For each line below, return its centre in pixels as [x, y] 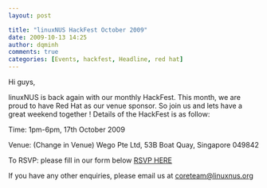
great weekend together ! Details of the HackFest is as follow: [109, 114]
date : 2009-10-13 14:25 [48, 37]
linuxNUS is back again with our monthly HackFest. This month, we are [125, 97]
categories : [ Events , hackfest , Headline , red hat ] [96, 59]
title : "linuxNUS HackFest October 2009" [78, 30]
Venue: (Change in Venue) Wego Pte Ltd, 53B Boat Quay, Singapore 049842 [133, 145]
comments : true [33, 52]
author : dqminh [33, 44]
